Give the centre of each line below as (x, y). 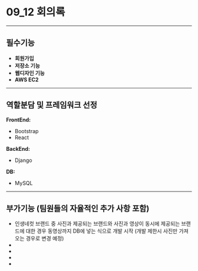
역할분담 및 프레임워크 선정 (52, 105)
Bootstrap (27, 131)
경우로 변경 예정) (45, 239)
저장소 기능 (27, 65)
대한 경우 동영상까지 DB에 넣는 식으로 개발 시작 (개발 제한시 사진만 (102, 231)
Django (23, 160)
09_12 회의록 (36, 12)
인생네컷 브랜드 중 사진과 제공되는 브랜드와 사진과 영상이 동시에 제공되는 (97, 224)
